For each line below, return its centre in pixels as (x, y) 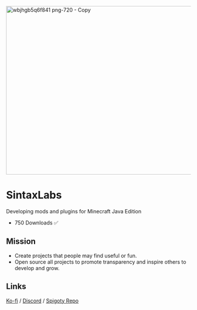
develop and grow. (37, 268)
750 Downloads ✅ (36, 223)
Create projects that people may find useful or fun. (76, 256)
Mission (21, 242)
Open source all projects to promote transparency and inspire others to (100, 262)
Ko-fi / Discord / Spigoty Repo (43, 301)
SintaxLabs (34, 195)
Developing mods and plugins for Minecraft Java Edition (74, 211)
